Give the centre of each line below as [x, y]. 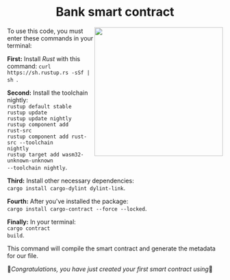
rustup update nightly [39, 118]
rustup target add [33, 154]
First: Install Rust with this [44, 58]
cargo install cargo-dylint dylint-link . [66, 188]
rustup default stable [39, 106]
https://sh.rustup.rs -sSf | [49, 73]
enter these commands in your [50, 38]
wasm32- [73, 154]
